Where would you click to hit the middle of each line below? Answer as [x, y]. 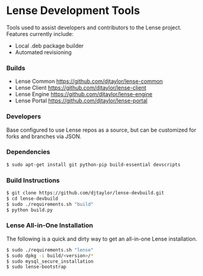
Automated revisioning [43, 52]
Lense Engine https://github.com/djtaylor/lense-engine [84, 94]
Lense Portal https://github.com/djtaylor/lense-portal [81, 101]
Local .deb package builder [49, 46]
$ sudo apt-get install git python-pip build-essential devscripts [94, 165]
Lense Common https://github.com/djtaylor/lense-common [89, 81]
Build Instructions [33, 180]
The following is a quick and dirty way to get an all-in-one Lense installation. [102, 239]
